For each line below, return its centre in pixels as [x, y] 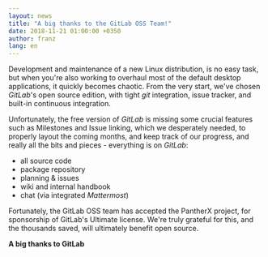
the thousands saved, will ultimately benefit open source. [104, 229]
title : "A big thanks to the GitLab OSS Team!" [90, 24]
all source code [46, 161]
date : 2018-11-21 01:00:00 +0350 [65, 31]
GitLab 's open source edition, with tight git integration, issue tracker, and [130, 95]
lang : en [23, 46]
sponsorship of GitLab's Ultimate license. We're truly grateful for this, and [131, 220]
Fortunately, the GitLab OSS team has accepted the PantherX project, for [130, 211]
